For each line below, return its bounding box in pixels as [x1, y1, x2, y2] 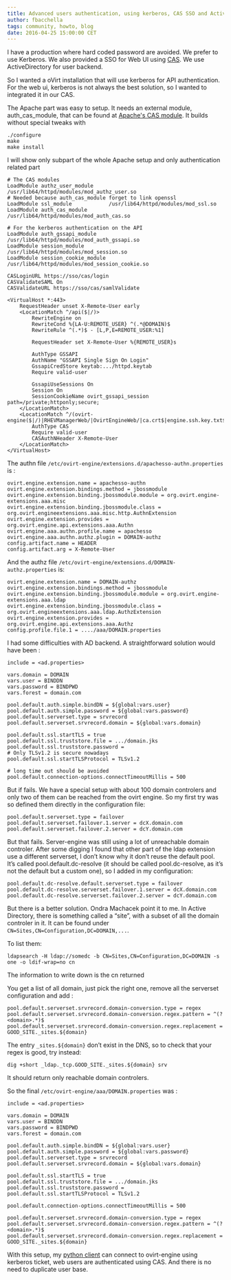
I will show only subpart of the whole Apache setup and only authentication [7, 156, 221, 164]
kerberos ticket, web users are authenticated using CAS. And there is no [7, 1258, 212, 1266]
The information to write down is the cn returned [7, 971, 144, 980]
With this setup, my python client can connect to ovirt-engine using [7, 1250, 198, 1259]
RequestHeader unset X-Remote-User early [19, 303, 140, 310]
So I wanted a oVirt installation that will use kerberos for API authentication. [7, 76, 220, 85]
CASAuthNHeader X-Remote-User [32, 435, 118, 442]
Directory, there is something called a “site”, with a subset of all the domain [7, 912, 219, 920]
